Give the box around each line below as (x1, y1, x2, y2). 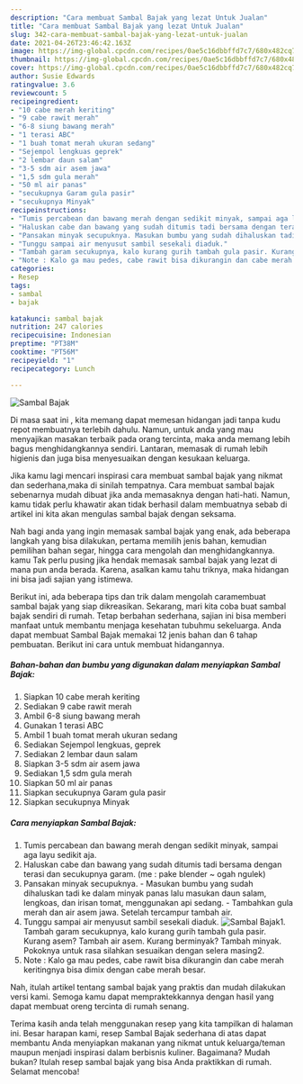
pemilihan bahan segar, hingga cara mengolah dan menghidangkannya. (10, 545, 275, 556)
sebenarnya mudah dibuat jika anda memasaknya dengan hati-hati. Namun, (10, 489, 290, 500)
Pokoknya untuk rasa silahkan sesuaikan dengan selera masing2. (22, 945, 264, 956)
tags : (10, 281, 31, 290)
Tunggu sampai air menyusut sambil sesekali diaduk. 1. (22, 917, 286, 927)
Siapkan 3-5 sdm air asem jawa (22, 758, 140, 770)
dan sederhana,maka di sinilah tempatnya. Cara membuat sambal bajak (10, 479, 275, 491)
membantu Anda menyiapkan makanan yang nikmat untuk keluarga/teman (10, 1037, 286, 1049)
